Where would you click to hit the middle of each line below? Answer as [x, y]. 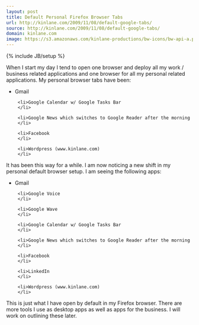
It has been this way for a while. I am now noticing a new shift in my [88, 165]
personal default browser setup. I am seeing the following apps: [84, 171]
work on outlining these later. [41, 316]
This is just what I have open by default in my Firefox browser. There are [94, 303]
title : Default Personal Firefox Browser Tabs [65, 17]
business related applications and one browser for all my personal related [96, 74]
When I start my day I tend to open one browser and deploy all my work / [95, 67]
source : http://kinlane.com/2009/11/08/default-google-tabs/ [83, 28]
